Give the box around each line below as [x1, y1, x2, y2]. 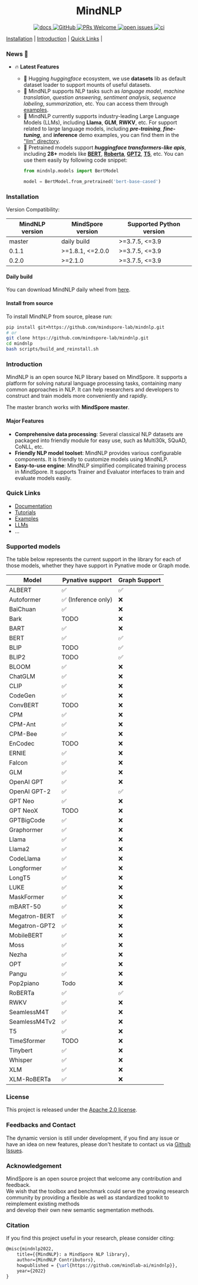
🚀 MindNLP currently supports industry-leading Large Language [23, 113, 180, 120]
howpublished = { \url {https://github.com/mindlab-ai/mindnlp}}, [16, 1262, 178, 1268]
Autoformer [9, 596, 41, 604]
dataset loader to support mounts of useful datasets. [23, 81, 151, 89]
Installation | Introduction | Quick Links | [6, 35, 103, 42]
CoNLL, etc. [14, 443, 44, 450]
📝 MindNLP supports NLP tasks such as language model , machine [23, 87, 185, 95]
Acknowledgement [6, 1162, 62, 1170]
